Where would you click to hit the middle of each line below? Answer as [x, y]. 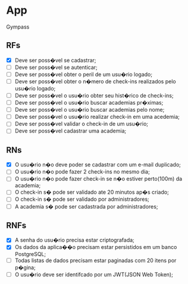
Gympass [18, 27]
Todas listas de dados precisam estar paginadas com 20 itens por [95, 260]
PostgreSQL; [30, 254]
